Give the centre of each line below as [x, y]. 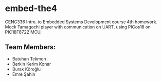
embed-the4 [31, 8]
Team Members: [30, 47]
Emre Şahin [24, 74]
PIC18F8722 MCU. [23, 32]
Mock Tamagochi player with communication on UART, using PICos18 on [78, 27]
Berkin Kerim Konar [31, 64]
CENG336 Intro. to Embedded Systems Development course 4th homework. [81, 22]
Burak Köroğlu [26, 69]
